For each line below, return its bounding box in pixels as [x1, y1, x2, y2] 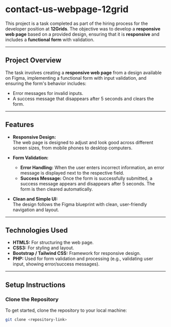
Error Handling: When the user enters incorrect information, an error [20, 164, 164, 171]
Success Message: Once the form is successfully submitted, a [20, 175, 153, 181]
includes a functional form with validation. [5, 37, 95, 43]
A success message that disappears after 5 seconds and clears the [12, 95, 154, 102]
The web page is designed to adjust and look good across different [12, 139, 154, 145]
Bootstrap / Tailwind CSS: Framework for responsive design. [12, 250, 141, 256]
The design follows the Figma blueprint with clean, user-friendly [12, 201, 147, 207]
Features [5, 120, 34, 129]
